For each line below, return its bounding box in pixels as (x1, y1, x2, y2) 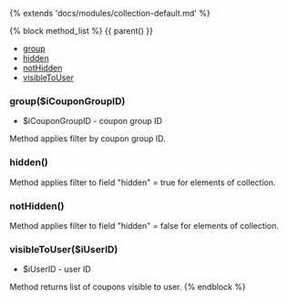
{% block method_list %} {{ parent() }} (9, 26, 153, 36)
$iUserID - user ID (22, 264, 91, 275)
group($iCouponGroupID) (9, 95, 126, 108)
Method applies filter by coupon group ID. (9, 133, 166, 144)
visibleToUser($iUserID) (9, 243, 118, 255)
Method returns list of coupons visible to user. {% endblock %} (9, 282, 246, 293)
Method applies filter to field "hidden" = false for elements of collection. (9, 220, 280, 231)
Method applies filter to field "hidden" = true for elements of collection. (9, 177, 276, 188)
